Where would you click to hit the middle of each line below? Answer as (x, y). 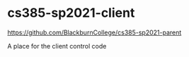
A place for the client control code (57, 46)
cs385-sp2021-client (71, 13)
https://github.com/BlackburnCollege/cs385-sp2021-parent (94, 32)
